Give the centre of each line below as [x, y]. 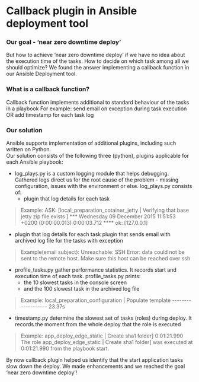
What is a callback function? [48, 89]
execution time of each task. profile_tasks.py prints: [78, 276]
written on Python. [29, 149]
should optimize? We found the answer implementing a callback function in [98, 68]
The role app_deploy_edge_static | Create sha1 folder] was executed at [107, 342]
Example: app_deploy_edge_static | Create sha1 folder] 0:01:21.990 [102, 336]
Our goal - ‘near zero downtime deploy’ [64, 42]
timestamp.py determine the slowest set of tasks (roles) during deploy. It [103, 318]
